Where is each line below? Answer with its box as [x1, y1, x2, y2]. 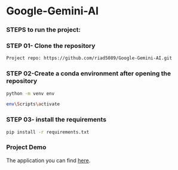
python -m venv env [6, 90, 55, 96]
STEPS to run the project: [6, 26, 81, 34]
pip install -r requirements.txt [6, 129, 90, 135]
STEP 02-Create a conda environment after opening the [6, 69, 171, 78]
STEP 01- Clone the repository [6, 42, 96, 50]
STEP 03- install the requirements [6, 116, 106, 124]
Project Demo [6, 143, 47, 151]
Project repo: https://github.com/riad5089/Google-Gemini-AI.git [6, 55, 172, 61]
